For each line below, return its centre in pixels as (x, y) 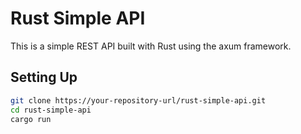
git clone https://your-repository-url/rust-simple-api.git (138, 100)
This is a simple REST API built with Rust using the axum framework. (151, 46)
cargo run (31, 119)
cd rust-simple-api (51, 110)
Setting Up (44, 77)
